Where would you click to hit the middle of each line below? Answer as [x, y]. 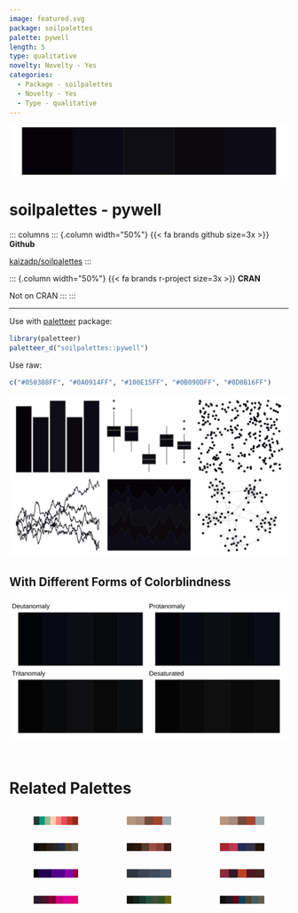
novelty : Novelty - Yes [53, 66]
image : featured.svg [47, 19]
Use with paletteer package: [61, 321]
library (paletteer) [45, 338]
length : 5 [27, 47]
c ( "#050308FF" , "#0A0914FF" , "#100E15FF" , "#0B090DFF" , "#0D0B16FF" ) [141, 382]
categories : [31, 75]
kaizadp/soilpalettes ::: [51, 261]
